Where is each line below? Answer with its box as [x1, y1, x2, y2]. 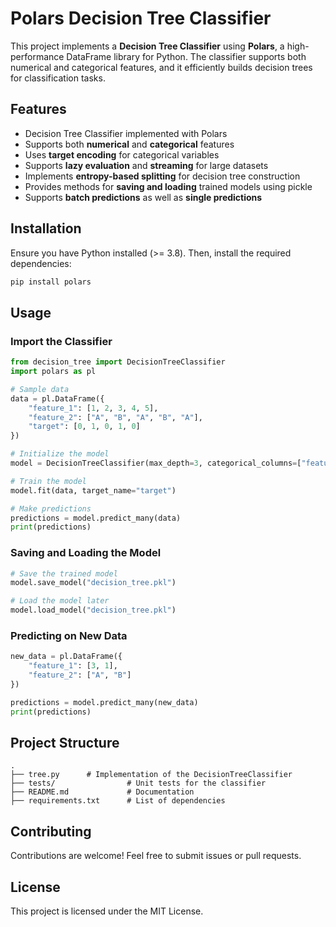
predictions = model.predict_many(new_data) [10, 697, 199, 707]
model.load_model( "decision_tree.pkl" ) [10, 605, 177, 616]
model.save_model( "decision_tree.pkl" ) [10, 578, 177, 588]
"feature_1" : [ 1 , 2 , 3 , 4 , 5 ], [28, 403, 159, 413]
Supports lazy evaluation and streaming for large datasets [24, 159, 269, 171]
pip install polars [10, 277, 92, 287]
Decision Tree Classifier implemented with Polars [24, 127, 228, 139]
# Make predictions [10, 503, 92, 514]
